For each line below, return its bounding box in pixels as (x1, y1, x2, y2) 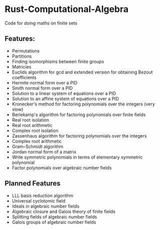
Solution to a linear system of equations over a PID (11, 90, 116, 96)
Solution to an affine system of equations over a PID (11, 95, 119, 101)
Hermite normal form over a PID (11, 79, 78, 85)
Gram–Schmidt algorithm (11, 143, 63, 149)
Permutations (11, 47, 40, 53)
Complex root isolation (11, 127, 58, 133)
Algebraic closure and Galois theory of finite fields (11, 208, 115, 214)
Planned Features (4, 179, 61, 188)
